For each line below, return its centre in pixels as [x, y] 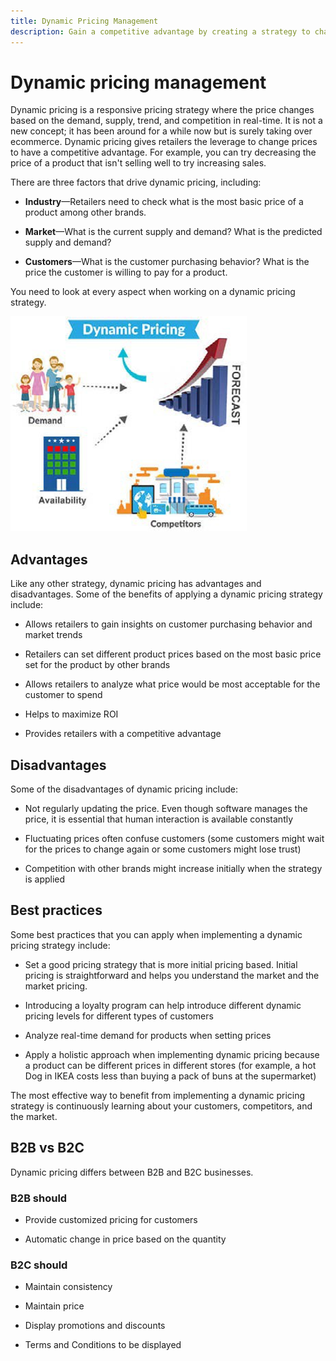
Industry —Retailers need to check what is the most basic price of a [164, 202]
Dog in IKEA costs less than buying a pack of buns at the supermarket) [170, 1076]
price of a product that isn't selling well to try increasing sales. [138, 163]
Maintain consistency [68, 1287]
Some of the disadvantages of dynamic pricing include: [124, 789]
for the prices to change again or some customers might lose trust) [163, 849]
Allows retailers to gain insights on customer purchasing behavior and [168, 624]
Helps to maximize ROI [71, 714]
